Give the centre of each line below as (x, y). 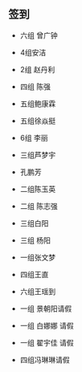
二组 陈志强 (39, 206)
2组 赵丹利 (37, 69)
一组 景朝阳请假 (46, 309)
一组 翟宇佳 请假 (47, 342)
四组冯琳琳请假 (45, 359)
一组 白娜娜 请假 (47, 325)
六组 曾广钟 (39, 35)
